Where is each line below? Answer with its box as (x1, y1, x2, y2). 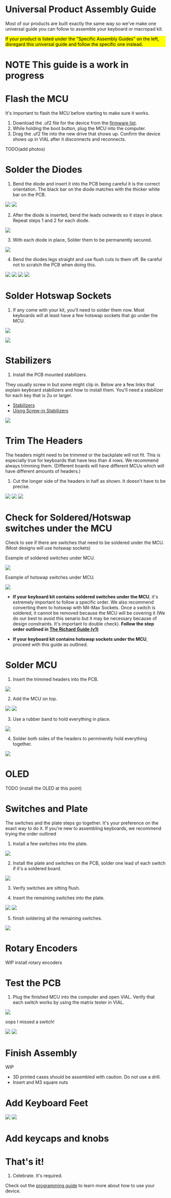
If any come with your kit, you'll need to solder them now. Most (12, 307, 145, 313)
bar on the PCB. (12, 192, 46, 197)
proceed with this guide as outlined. (12, 641, 88, 647)
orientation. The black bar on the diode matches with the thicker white (12, 186, 160, 192)
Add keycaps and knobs (5, 1133, 109, 1144)
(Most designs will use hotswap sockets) (5, 544, 91, 551)
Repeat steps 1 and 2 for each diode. (12, 218, 90, 223)
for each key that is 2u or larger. (5, 392, 72, 398)
